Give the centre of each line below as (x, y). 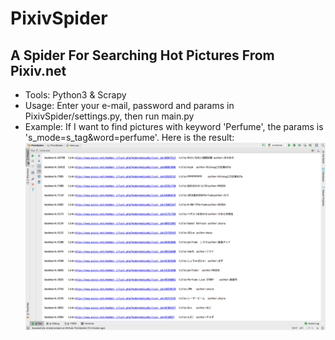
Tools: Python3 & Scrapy (75, 95)
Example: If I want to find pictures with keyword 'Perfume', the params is (174, 126)
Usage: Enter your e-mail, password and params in (129, 105)
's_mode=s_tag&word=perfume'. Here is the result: (129, 137)
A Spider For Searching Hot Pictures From (142, 55)
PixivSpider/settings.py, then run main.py (109, 116)
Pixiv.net (38, 70)
